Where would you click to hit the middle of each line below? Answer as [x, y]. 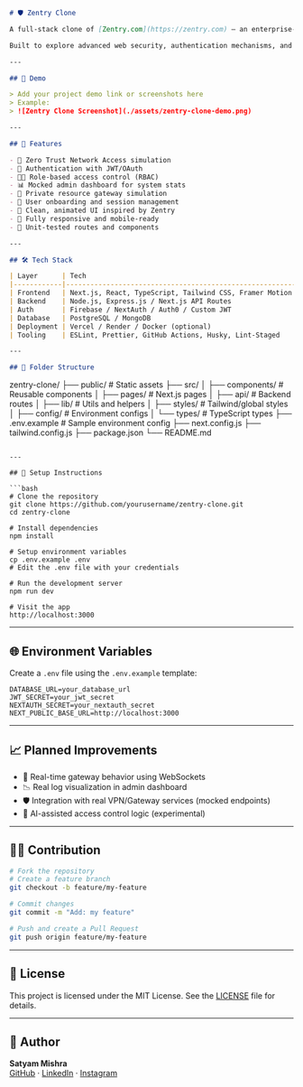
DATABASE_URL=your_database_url [70, 689]
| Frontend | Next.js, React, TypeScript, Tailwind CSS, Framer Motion [151, 293]
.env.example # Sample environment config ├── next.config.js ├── [135, 423]
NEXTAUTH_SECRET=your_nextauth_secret [82, 705]
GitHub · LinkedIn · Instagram [64, 1073]
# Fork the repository [52, 871]
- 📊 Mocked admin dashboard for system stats [98, 185]
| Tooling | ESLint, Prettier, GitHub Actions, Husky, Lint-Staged [145, 335]
